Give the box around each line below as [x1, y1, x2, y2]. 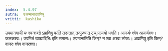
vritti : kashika [5, 16, 42, 21]
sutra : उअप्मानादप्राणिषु [5, 12, 44, 17]
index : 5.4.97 [5, 7, 37, 12]
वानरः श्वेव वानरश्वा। [5, 41, 38, 47]
